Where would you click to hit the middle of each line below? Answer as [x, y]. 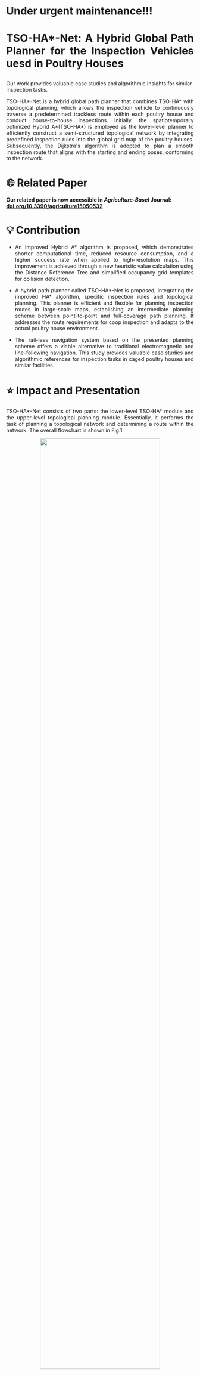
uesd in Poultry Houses [65, 64]
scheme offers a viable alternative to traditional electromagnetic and [104, 347]
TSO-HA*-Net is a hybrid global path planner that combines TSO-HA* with [100, 101]
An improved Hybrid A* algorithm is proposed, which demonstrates [104, 247]
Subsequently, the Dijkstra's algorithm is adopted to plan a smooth [100, 146]
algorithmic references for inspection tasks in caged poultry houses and [104, 359]
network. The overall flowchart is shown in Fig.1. [65, 430]
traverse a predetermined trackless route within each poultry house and [100, 114]
